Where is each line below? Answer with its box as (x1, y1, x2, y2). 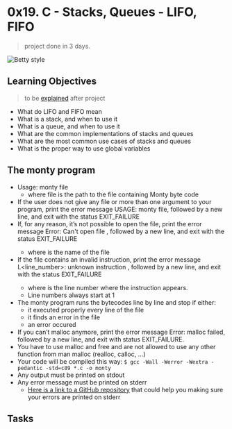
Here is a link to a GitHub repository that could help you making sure (27, 385, 224, 394)
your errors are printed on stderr (27, 393, 121, 401)
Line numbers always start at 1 (27, 291, 115, 299)
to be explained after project (24, 94, 106, 102)
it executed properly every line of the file (27, 305, 144, 314)
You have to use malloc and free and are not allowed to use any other (17, 342, 216, 351)
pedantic (17, 364, 43, 371)
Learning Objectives (7, 76, 97, 87)
